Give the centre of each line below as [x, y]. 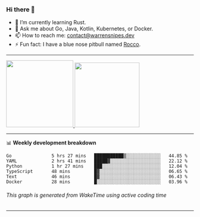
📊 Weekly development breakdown [51, 143]
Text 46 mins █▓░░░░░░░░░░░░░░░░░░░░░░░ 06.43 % [97, 177]
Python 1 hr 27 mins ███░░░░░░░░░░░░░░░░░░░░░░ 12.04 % [97, 166]
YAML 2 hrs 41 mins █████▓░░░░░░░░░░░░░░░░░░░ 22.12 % [97, 161]
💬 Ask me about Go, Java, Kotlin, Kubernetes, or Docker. [84, 29]
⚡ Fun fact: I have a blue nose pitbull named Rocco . [78, 45]
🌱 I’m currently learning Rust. [50, 23]
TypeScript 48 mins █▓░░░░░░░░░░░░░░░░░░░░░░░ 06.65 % [97, 172]
